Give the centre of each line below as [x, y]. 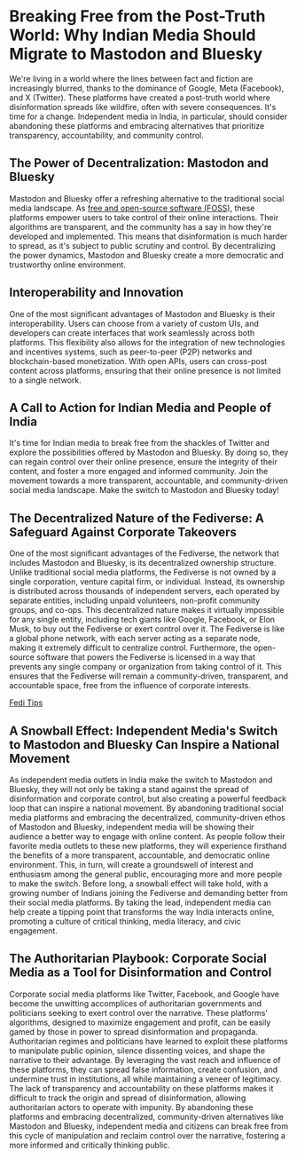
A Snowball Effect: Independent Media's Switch [144, 730]
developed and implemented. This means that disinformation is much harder [148, 236]
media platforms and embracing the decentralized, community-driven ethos [147, 818]
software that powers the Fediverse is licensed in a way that [146, 657]
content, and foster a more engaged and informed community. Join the [139, 472]
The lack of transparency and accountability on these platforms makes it [141, 1088]
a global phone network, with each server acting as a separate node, [135, 639]
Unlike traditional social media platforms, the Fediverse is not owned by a [143, 572]
